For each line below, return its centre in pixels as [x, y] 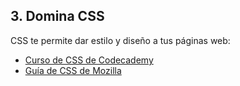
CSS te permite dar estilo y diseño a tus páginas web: [120, 40]
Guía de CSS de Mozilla [73, 70]
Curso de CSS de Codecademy [89, 60]
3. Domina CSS [57, 16]
